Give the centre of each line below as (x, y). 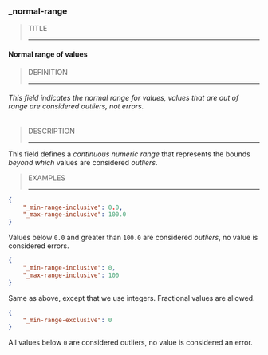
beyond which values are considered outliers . (83, 162)
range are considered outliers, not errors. (76, 106)
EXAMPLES (47, 178)
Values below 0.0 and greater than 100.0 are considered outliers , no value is (133, 238)
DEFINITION (47, 72)
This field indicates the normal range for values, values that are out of (124, 98)
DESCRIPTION (51, 131)
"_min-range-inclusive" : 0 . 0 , (73, 207)
